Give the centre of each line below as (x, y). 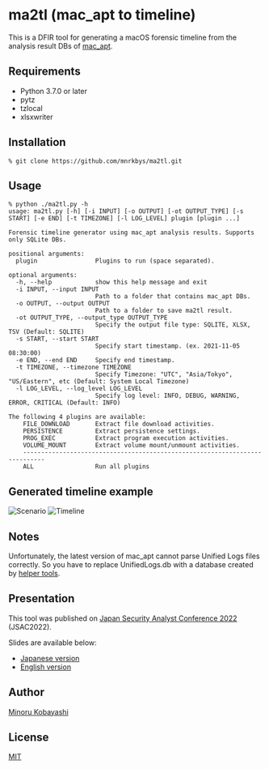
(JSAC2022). (30, 626)
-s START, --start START (57, 339)
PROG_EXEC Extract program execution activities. (126, 438)
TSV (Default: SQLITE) (46, 332)
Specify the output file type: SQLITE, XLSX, (173, 325)
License (29, 738)
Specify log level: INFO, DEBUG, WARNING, (168, 396)
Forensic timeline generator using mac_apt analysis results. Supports (131, 233)
